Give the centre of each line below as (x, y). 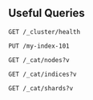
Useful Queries (47, 13)
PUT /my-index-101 (39, 46)
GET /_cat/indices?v (43, 74)
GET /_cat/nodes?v (39, 60)
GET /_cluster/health (44, 31)
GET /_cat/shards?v (41, 88)
